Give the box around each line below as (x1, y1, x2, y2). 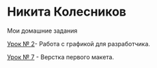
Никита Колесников (7, 4, 127, 20)
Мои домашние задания (7, 27, 78, 35)
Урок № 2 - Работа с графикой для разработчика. (7, 39, 150, 48)
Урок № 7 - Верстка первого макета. (7, 52, 115, 61)
